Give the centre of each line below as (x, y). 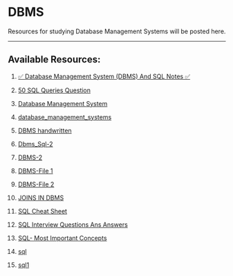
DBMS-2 (30, 157)
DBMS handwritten (45, 130)
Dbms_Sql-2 (35, 144)
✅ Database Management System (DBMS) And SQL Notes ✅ (104, 76)
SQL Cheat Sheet (43, 211)
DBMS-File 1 (35, 171)
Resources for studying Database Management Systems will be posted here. (117, 31)
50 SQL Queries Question (54, 90)
